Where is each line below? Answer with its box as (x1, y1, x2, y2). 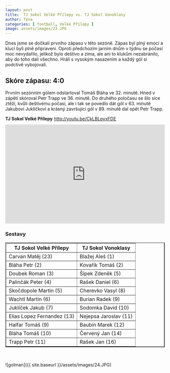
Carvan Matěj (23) (9, 253, 53, 260)
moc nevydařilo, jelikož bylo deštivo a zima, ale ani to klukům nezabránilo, (5, 51, 159, 57)
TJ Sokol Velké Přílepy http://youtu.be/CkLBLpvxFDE (5, 115, 116, 121)
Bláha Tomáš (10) (9, 329, 52, 337)
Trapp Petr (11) (9, 338, 46, 345)
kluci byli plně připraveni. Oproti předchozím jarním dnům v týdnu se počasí (5, 46, 163, 52)
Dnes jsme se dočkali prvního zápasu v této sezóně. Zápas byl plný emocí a (5, 40, 163, 46)
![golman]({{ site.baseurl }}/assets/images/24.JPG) (5, 361, 112, 367)
